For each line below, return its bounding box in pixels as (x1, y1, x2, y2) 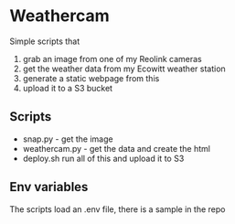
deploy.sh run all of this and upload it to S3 (22, 153, 185, 164)
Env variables (9, 179, 89, 195)
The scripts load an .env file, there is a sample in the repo (9, 203, 226, 215)
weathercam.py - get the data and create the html (22, 143, 210, 154)
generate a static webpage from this (22, 72, 160, 83)
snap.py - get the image (22, 133, 113, 144)
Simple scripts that (9, 36, 80, 47)
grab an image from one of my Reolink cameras (22, 53, 203, 64)
